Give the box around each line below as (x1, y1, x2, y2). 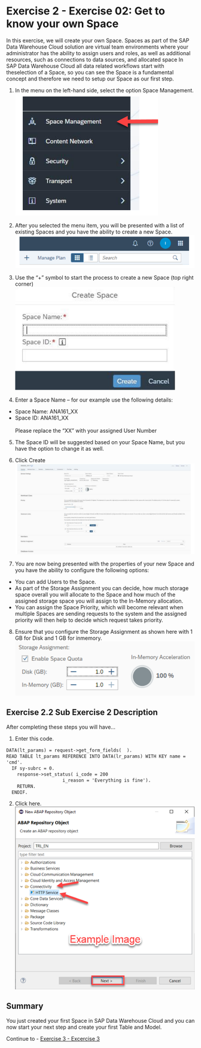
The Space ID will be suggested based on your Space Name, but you (14, 438, 185, 445)
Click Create (14, 456, 46, 463)
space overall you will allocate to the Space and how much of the (14, 591, 176, 598)
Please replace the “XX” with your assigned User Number (14, 427, 157, 434)
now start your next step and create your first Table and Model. (6, 1023, 162, 1031)
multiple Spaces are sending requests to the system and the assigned (14, 610, 187, 618)
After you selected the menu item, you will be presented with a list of (14, 221, 184, 229)
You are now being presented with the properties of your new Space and (14, 560, 194, 568)
